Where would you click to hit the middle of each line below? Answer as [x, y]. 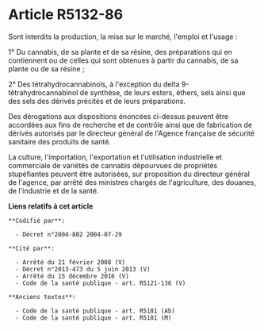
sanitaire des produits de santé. [59, 141]
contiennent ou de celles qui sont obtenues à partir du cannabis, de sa [123, 60]
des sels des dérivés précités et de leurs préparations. [97, 101]
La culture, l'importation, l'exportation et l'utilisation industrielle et [115, 157]
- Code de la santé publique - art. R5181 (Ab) [96, 311]
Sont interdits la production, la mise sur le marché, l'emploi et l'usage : [123, 36]
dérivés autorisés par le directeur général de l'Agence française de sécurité [132, 133]
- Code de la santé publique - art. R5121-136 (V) [101, 283]
